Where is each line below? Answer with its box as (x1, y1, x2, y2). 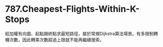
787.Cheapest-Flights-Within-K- (5, 3, 140, 15)
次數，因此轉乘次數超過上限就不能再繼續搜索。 (9, 37, 104, 43)
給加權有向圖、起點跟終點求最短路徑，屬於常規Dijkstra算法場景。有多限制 (5, 30, 154, 36)
